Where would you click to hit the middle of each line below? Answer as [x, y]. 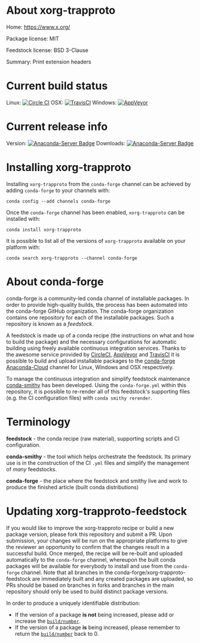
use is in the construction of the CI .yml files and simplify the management [98, 463]
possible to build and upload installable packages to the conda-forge [91, 361]
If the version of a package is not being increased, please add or [94, 614]
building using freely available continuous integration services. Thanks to [96, 348]
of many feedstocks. [32, 469]
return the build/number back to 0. [57, 633]
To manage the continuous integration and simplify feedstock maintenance [98, 379]
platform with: [23, 247]
